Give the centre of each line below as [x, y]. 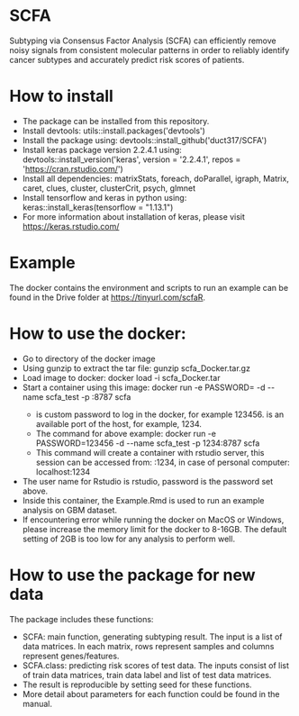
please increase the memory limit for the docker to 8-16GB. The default [154, 529]
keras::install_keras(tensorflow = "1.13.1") [98, 207]
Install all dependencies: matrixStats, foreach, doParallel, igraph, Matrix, [156, 178]
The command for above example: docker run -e [126, 433]
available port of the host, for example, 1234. [119, 423]
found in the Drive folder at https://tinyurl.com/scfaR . [107, 297]
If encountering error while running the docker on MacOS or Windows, [153, 520]
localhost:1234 [63, 471]
